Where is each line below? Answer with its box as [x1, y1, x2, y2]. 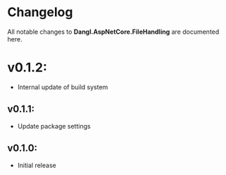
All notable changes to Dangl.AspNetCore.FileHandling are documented [7, 27, 220, 36]
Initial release [17, 161, 56, 169]
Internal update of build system [17, 82, 108, 91]
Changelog [7, 4, 73, 20]
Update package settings [17, 122, 91, 130]
